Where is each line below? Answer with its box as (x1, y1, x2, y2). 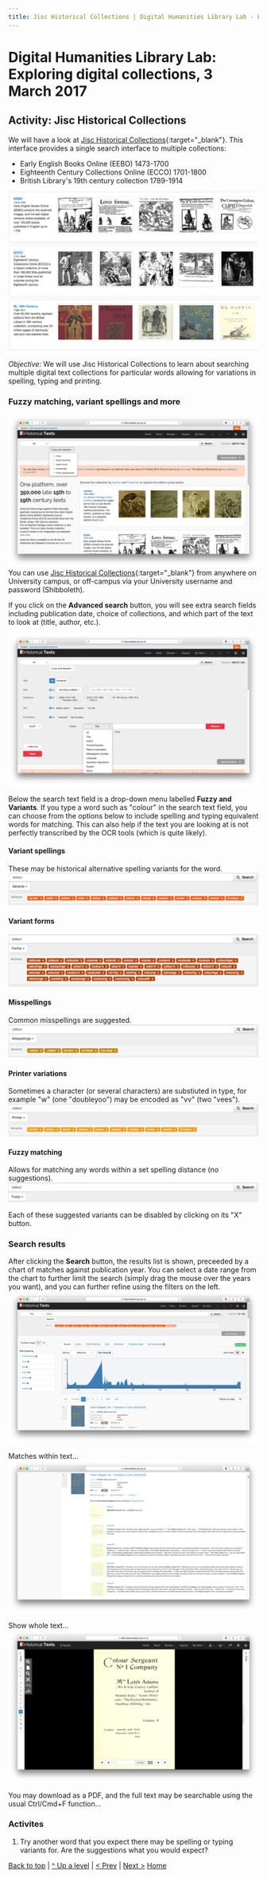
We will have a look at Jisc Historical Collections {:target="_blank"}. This (8, 135, 244, 144)
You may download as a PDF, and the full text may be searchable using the (8, 1790, 253, 1800)
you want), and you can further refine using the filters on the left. (8, 1282, 221, 1291)
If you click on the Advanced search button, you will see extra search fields (8, 600, 257, 610)
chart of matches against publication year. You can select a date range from (8, 1265, 257, 1275)
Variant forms (8, 916, 55, 925)
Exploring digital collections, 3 (8, 65, 213, 83)
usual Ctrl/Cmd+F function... (8, 1798, 102, 1809)
